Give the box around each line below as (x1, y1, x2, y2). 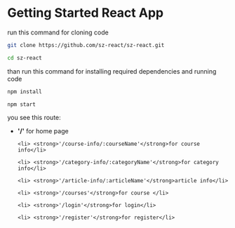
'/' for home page (17, 127, 69, 135)
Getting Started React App (7, 5, 163, 21)
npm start (7, 100, 36, 108)
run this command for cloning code (7, 28, 109, 36)
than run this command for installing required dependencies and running (7, 67, 217, 75)
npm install (7, 88, 42, 95)
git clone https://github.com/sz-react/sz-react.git (7, 41, 165, 48)
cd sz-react (7, 54, 42, 61)
